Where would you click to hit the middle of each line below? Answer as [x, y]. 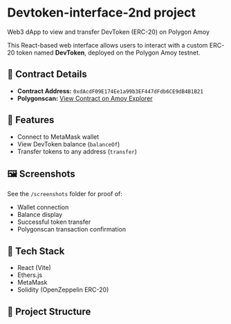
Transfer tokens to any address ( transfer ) [77, 151]
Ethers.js [30, 275]
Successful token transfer [54, 222]
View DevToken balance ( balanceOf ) [68, 144]
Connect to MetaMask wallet [58, 137]
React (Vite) [34, 268]
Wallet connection [43, 207]
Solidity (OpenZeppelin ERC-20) [63, 290]
